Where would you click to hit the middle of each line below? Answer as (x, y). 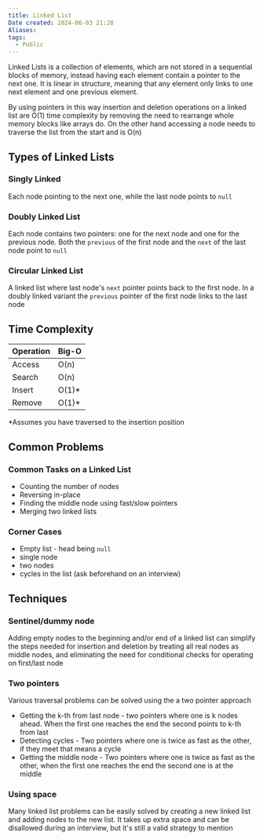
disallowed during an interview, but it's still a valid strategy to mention (121, 828)
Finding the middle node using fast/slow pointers (99, 502)
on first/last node (36, 663)
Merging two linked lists (58, 511)
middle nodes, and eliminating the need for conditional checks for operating (131, 654)
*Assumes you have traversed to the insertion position (96, 422)
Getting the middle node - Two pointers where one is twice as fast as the (137, 758)
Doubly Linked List (44, 217)
